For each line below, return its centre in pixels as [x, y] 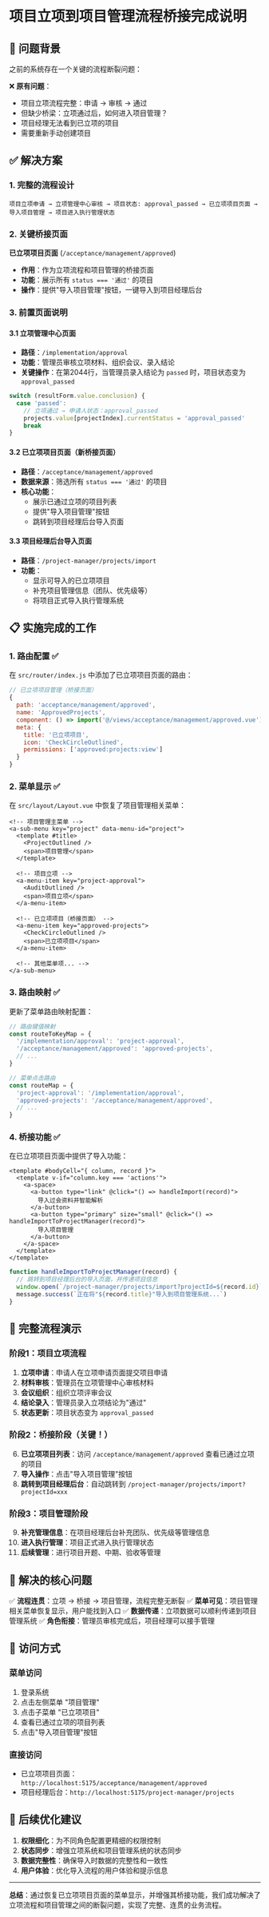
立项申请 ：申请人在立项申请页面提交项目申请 [94, 1372]
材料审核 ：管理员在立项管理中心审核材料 [87, 1382]
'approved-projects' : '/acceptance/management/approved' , [115, 1100]
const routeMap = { [42, 1085]
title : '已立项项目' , [56, 735]
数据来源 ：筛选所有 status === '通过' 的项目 [94, 481]
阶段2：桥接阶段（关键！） [61, 1435]
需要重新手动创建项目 [55, 133]
